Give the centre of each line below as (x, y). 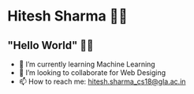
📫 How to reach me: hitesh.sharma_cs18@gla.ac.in (102, 81)
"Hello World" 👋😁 (50, 45)
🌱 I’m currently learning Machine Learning (87, 64)
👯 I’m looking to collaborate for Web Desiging (92, 73)
